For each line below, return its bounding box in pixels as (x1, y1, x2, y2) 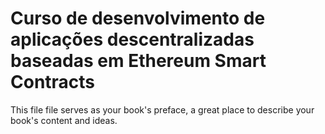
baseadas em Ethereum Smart (10, 50, 267, 72)
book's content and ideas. (10, 114, 118, 126)
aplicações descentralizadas (10, 28, 255, 51)
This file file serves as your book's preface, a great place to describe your (10, 103, 315, 116)
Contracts (10, 71, 96, 94)
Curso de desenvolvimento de (10, 7, 266, 30)
